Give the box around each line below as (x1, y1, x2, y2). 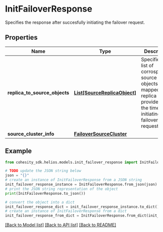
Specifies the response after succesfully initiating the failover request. (5, 19, 145, 25)
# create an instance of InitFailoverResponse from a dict (5, 209, 127, 214)
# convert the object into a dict (5, 200, 75, 204)
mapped (141, 86, 160, 93)
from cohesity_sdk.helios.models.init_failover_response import (5, 160, 138, 165)
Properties (5, 33, 38, 42)
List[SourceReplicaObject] (74, 89, 137, 96)
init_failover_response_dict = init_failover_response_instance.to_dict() (5, 204, 160, 209)
